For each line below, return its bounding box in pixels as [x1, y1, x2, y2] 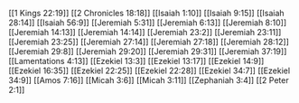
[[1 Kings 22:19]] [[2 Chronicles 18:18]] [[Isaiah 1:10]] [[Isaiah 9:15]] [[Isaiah [8, 8, 285, 18]
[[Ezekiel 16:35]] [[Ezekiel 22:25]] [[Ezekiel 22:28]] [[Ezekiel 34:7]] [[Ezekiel [8, 65, 291, 76]
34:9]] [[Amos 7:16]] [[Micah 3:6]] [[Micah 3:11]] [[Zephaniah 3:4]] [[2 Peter [8, 75, 290, 85]
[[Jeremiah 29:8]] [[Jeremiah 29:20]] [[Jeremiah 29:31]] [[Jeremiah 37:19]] [8, 46, 287, 57]
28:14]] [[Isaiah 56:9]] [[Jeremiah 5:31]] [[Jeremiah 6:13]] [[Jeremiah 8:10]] [8, 17, 287, 28]
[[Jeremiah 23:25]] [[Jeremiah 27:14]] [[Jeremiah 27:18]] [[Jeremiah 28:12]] [8, 36, 290, 47]
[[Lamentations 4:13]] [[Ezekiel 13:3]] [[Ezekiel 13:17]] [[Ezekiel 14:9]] [8, 56, 265, 66]
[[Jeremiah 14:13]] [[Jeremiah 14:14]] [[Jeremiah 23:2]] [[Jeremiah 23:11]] [8, 27, 282, 37]
